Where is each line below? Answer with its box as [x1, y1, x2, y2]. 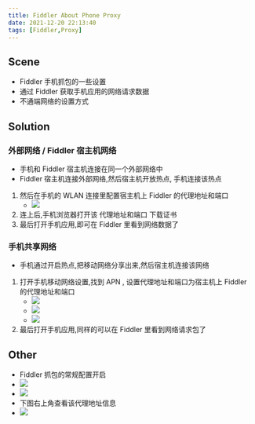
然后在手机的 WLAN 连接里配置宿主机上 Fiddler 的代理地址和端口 [19, 190, 229, 200]
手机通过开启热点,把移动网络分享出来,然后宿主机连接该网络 [19, 261, 209, 270]
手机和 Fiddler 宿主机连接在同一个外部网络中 [19, 164, 163, 174]
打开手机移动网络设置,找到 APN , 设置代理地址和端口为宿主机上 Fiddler [19, 277, 247, 287]
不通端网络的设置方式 [19, 97, 89, 106]
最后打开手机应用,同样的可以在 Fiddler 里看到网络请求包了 [19, 325, 206, 334]
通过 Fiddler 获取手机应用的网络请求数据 [19, 87, 150, 97]
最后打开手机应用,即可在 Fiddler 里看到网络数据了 [19, 219, 179, 228]
